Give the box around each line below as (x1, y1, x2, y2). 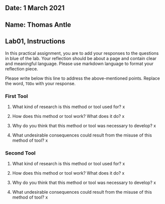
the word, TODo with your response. (5, 80, 76, 86)
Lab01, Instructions (5, 37, 65, 45)
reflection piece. (5, 66, 38, 71)
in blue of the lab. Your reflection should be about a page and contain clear (5, 55, 157, 61)
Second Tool (5, 149, 36, 156)
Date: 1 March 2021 (5, 4, 65, 12)
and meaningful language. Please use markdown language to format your (5, 61, 154, 67)
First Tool (5, 92, 28, 99)
